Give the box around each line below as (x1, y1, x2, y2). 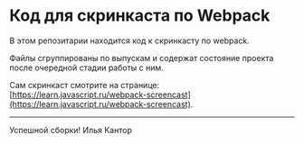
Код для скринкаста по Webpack (9, 5, 271, 26)
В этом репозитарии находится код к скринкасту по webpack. (9, 35, 251, 46)
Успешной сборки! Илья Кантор (9, 124, 133, 135)
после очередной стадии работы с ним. (9, 62, 165, 73)
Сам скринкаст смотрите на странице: (9, 79, 160, 90)
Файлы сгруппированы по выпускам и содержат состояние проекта (9, 52, 274, 63)
